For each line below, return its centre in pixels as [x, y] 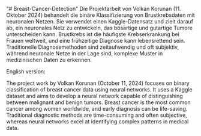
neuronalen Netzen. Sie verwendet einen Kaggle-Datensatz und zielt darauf [100, 21]
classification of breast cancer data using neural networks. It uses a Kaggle [100, 89]
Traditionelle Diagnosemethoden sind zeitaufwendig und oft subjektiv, [93, 47]
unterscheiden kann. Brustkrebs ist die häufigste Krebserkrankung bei [93, 34]
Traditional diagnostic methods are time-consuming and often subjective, [97, 115]
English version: [26, 71]
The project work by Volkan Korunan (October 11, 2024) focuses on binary [98, 83]
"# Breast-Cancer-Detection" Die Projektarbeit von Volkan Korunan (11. [94, 9]
